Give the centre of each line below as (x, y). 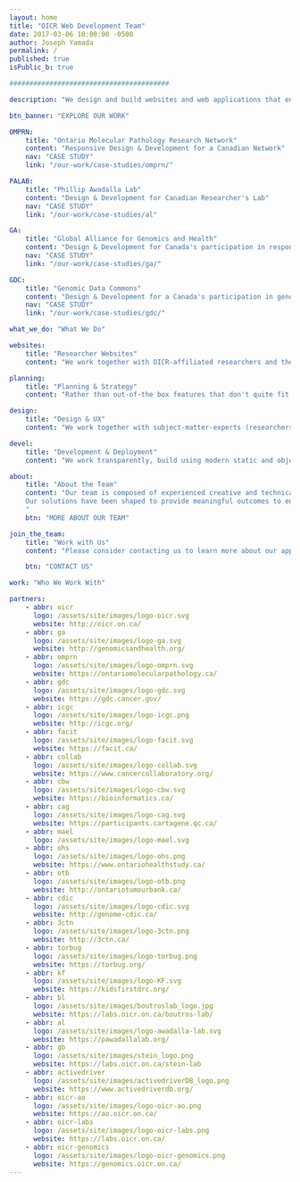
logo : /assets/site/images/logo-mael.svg (111, 840)
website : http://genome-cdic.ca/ (95, 915)
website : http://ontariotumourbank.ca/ (107, 890)
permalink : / (33, 51)
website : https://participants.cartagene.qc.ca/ (125, 823)
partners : (28, 599)
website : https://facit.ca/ (85, 748)
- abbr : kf (46, 973)
